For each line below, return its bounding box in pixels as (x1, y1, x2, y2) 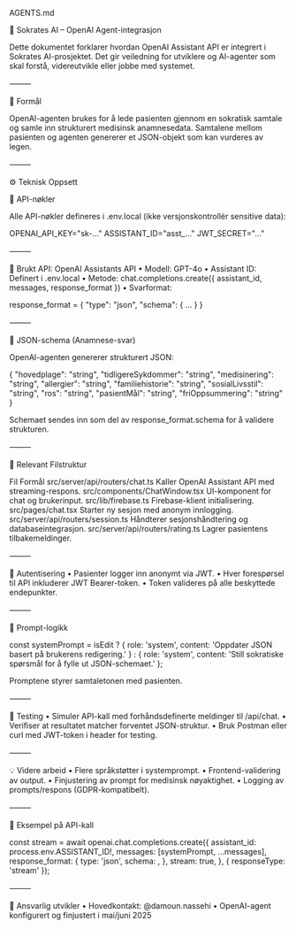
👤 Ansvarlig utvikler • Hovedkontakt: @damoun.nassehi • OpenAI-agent (9, 901, 271, 910)
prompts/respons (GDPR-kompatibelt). (9, 785, 150, 795)
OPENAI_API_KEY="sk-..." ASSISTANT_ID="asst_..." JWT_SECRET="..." (9, 228, 265, 238)
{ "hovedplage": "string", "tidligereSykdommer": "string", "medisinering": (9, 369, 274, 380)
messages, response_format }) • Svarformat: (9, 282, 172, 293)
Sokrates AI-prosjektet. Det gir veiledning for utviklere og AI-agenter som (9, 51, 277, 61)
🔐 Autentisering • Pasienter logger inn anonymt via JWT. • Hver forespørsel (9, 568, 285, 579)
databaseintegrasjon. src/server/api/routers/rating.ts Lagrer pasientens (9, 524, 269, 534)
